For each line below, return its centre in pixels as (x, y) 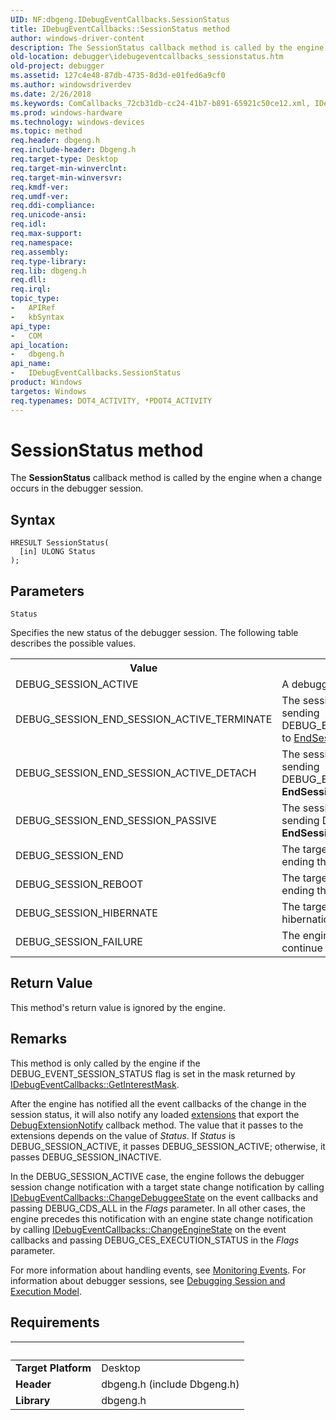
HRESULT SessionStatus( (60, 543)
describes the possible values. (73, 643)
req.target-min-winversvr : (66, 177)
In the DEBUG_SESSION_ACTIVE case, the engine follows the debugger (157, 1176)
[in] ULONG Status (58, 552)
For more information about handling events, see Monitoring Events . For (158, 1270)
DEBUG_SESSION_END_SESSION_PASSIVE (116, 821)
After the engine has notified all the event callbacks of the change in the (158, 1103)
